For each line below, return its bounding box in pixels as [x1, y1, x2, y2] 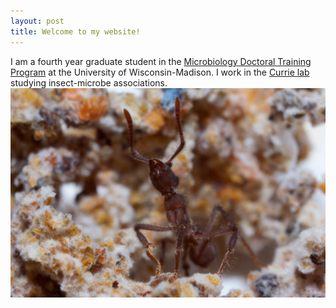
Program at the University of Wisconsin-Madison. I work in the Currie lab [10, 66, 310, 78]
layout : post [10, 16, 65, 26]
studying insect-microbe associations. [10, 76, 168, 89]
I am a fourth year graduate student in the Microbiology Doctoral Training [10, 55, 312, 67]
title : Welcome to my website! [10, 26, 141, 37]
